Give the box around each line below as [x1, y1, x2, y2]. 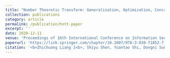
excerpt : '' [5, 26, 30, 31]
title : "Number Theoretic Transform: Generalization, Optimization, [5, 7, 153, 13]
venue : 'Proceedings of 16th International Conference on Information [5, 36, 157, 41]
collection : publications [5, 12, 60, 17]
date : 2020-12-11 [5, 31, 42, 36]
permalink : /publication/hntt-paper [5, 21, 82, 27]
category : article [5, 17, 44, 22]
